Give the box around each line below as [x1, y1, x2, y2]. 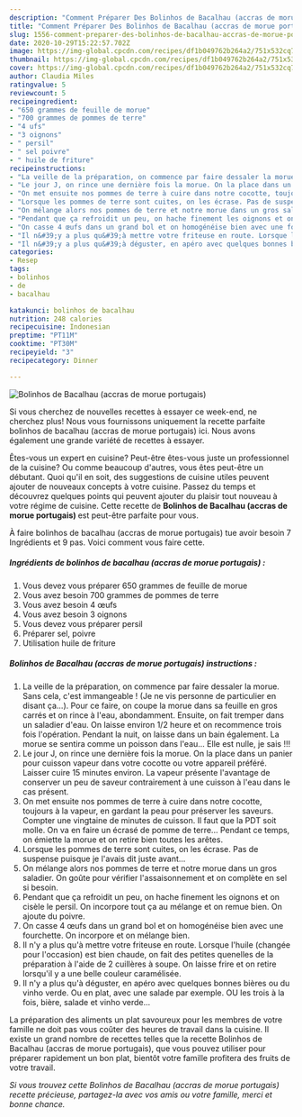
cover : [9, 64, 34, 73]
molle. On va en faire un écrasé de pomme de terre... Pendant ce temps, [22, 824, 290, 835]
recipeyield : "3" [9, 348, 75, 357]
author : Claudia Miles [9, 72, 94, 81]
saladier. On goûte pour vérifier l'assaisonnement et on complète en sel [22, 872, 288, 883]
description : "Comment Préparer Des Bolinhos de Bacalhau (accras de [9, 13, 276, 23]
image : [9, 47, 34, 56]
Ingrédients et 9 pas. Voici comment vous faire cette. [9, 537, 205, 548]
